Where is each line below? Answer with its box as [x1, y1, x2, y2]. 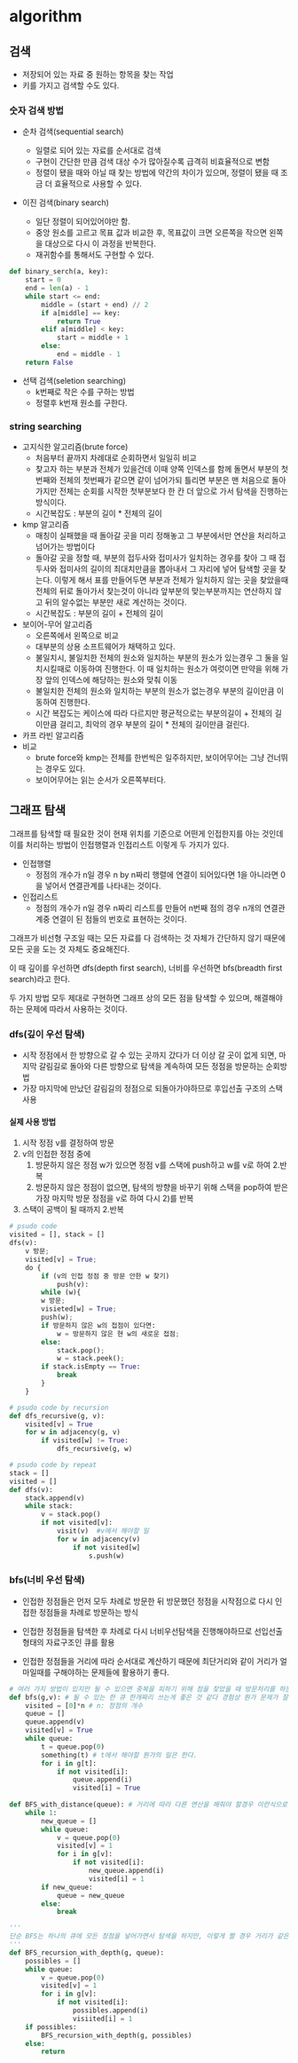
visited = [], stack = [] [9, 1230, 105, 1240]
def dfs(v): [9, 1485, 53, 1494]
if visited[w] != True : [41, 1436, 129, 1445]
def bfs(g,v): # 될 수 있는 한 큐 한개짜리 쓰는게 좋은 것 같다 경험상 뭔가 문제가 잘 [9, 1693, 288, 1702]
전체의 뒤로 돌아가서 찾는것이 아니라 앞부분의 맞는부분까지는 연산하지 [35, 586, 273, 597]
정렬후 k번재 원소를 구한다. [35, 397, 128, 408]
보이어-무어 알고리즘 [21, 619, 93, 630]
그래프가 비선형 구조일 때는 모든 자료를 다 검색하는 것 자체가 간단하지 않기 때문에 [9, 932, 286, 943]
